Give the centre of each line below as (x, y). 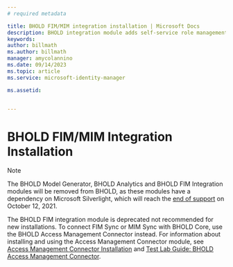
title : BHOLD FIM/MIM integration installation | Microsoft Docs (103, 26)
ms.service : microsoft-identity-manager (67, 78)
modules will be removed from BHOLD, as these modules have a (99, 191)
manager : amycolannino (40, 59)
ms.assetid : (24, 90)
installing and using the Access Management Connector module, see (106, 242)
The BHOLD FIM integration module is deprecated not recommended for (110, 220)
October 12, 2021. (32, 206)
